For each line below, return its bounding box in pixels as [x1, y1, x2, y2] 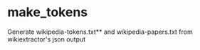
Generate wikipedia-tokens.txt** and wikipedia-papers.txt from [7, 27, 194, 36]
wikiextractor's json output [7, 35, 86, 43]
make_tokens [7, 4, 88, 20]
